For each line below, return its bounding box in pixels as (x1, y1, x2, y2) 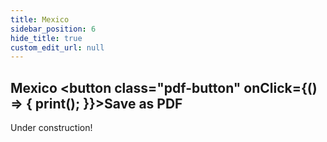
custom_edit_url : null (10, 42, 105, 53)
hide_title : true (10, 33, 83, 43)
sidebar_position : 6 (10, 24, 97, 34)
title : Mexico (10, 14, 70, 25)
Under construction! (10, 122, 93, 134)
